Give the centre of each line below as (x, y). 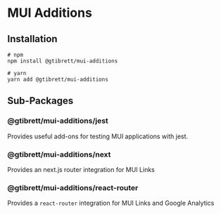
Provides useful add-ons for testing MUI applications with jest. (98, 136)
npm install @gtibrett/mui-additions (63, 61)
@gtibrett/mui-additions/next (59, 154)
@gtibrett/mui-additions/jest (58, 121)
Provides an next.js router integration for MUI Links (81, 169)
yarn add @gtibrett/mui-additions (58, 79)
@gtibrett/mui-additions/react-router (73, 187)
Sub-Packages (40, 101)
